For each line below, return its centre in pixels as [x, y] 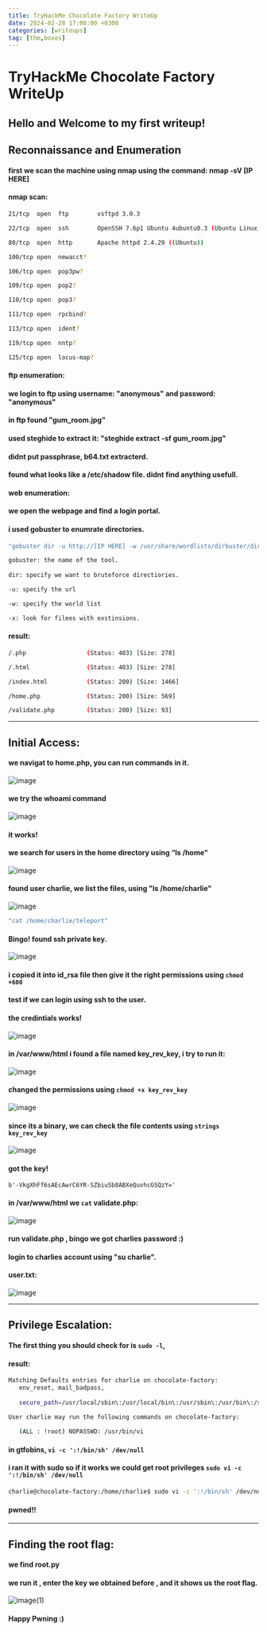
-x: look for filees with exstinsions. [74, 618]
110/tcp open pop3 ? [43, 300]
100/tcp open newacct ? [48, 257]
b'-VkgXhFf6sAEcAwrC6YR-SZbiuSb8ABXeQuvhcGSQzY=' [92, 1185]
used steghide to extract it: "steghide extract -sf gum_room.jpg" [117, 439]
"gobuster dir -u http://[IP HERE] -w [72, 546]
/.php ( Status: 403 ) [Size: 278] [92, 653]
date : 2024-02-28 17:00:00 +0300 [64, 23]
